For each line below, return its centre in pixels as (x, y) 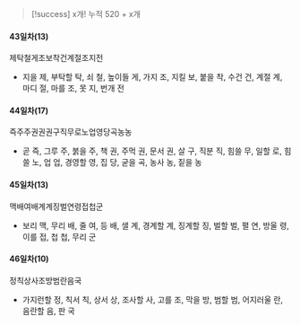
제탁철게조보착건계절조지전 (56, 58)
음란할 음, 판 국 (48, 311)
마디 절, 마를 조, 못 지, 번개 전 (73, 88)
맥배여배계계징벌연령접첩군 (56, 206)
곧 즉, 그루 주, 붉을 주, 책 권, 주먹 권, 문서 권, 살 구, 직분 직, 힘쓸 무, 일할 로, (152, 151)
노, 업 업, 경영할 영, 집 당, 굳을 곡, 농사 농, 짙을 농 (117, 162)
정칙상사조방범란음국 (46, 280)
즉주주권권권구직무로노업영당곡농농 (71, 132)
